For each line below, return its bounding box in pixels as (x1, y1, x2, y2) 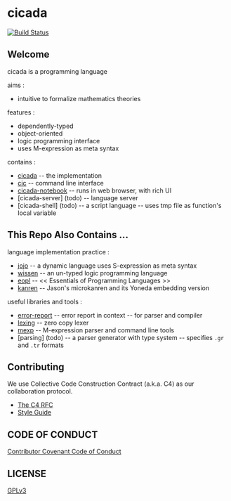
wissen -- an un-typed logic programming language (17, 268, 168, 277)
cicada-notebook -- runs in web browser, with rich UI (17, 186, 172, 195)
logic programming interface (17, 136, 100, 145)
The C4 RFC (17, 401, 53, 409)
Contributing (7, 360, 65, 373)
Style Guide (17, 408, 51, 417)
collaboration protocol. (7, 387, 73, 396)
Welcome (7, 48, 50, 60)
